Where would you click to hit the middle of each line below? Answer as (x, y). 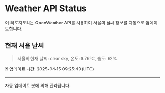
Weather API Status (46, 9)
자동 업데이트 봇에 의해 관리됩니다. (38, 85)
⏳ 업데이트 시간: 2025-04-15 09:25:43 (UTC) (50, 69)
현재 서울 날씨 (25, 46)
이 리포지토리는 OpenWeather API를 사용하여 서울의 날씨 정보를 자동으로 (75, 23)
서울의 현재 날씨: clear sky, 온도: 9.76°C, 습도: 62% (67, 58)
